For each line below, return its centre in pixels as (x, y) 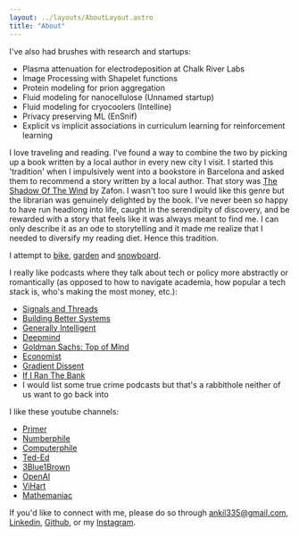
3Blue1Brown (46, 466)
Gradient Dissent (53, 365)
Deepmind (41, 337)
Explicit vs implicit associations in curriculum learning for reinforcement (154, 125)
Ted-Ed (36, 457)
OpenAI (36, 476)
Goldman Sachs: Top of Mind (75, 347)
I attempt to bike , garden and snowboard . (85, 255)
